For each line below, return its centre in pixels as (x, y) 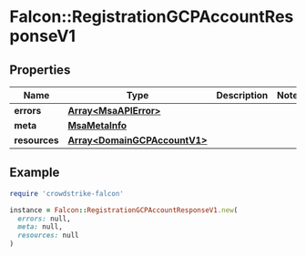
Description (242, 95)
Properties (40, 70)
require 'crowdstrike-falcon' (67, 193)
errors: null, (44, 219)
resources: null (48, 236)
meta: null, (41, 227)
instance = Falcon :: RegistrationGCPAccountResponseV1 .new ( (124, 210)
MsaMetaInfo (97, 125)
